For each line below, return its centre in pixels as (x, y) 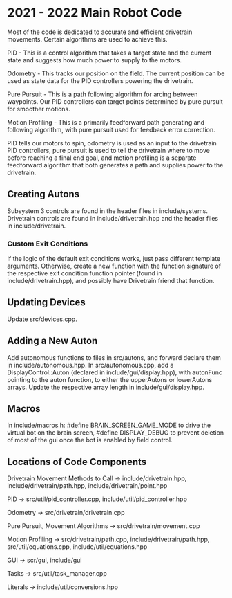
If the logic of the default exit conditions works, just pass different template (114, 259)
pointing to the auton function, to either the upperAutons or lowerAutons (110, 379)
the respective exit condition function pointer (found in (85, 273)
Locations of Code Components (77, 462)
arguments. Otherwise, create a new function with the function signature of (114, 266)
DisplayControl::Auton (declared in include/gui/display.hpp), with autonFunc (115, 372)
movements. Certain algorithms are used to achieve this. (87, 39)
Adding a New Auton (52, 341)
